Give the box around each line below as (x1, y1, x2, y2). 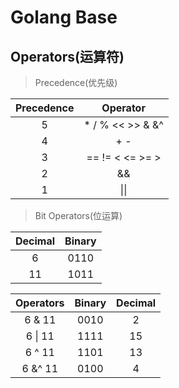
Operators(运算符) (10, 48, 125, 65)
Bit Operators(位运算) (34, 210, 123, 221)
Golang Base (10, 6, 118, 29)
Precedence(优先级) (34, 77, 118, 88)
